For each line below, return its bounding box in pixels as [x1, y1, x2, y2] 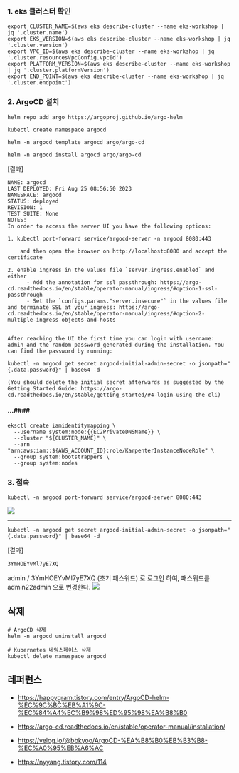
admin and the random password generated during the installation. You [7, 341, 224, 348]
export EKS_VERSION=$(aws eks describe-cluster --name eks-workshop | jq [7, 36, 231, 43]
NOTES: [7, 216, 27, 223]
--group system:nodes [14, 459, 78, 467]
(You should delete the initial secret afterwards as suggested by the [7, 378, 224, 386]
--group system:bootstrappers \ [14, 453, 110, 460]
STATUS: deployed [7, 198, 59, 205]
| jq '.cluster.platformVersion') [7, 66, 110, 74]
